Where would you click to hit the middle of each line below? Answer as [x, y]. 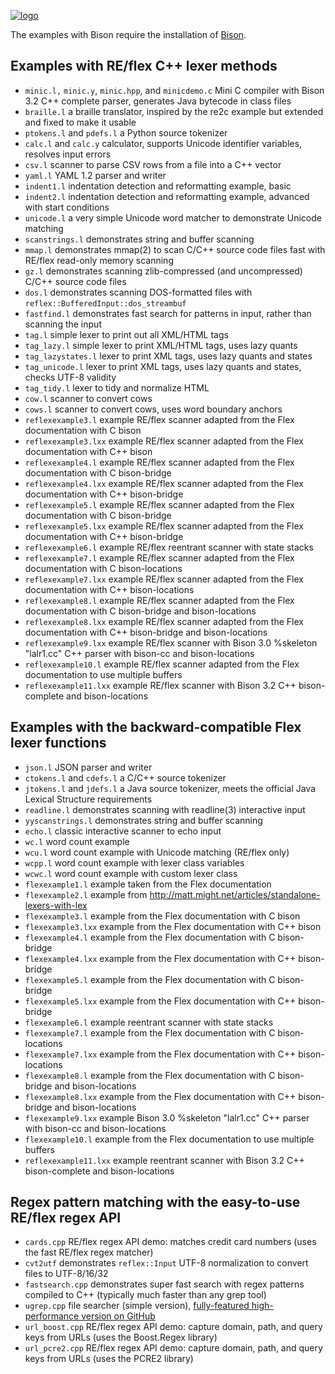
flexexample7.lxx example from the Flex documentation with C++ [160, 1054]
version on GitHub [118, 1316]
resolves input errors [68, 154]
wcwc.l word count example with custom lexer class [131, 873]
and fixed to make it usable [80, 122]
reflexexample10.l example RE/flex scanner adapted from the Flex [162, 664]
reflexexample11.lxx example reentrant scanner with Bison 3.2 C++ [164, 1160]
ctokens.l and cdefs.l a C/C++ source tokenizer [125, 777]
